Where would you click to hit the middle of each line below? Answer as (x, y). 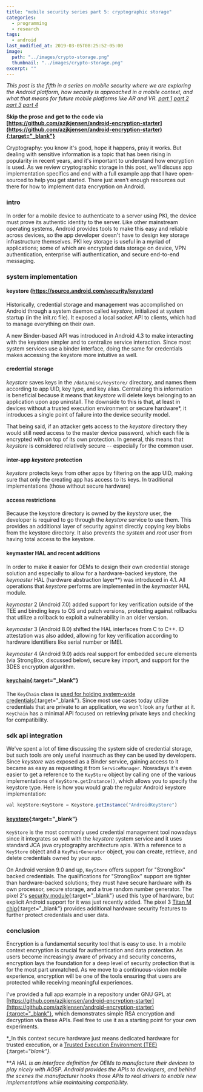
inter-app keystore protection (44, 460)
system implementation (42, 276)
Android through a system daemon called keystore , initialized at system (95, 311)
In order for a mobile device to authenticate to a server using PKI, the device (101, 216)
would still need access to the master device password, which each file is (98, 433)
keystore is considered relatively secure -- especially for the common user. (100, 446)
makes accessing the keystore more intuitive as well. (72, 355)
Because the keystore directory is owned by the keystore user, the (89, 513)
